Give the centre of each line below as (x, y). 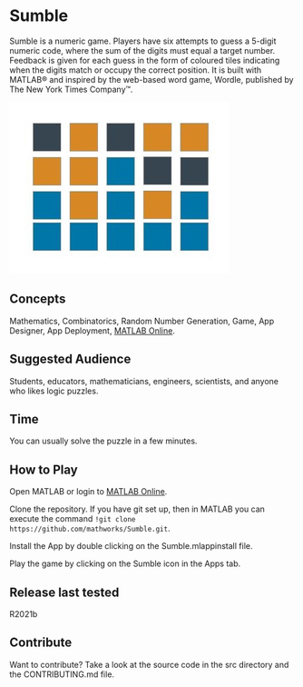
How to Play (44, 469)
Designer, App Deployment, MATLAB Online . (92, 330)
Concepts (38, 299)
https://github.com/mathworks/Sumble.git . (90, 529)
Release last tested (64, 592)
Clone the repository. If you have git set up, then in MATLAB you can (137, 509)
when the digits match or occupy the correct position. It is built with (136, 70)
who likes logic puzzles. (54, 391)
